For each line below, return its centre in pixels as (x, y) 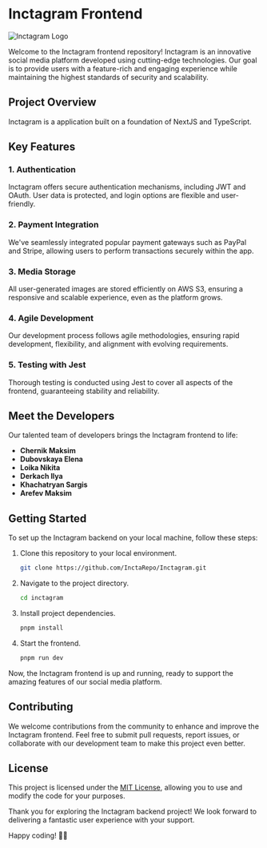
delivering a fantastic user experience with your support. (102, 820)
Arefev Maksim (46, 493)
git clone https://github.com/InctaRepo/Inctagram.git (113, 568)
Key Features (42, 147)
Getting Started (48, 518)
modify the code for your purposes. (67, 796)
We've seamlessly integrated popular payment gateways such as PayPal (128, 242)
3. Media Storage (42, 271)
